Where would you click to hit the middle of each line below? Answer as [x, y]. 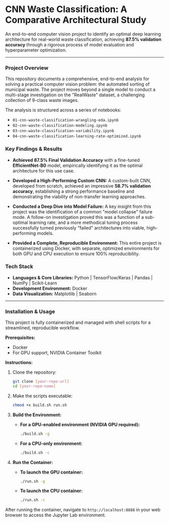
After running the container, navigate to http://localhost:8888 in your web [83, 510]
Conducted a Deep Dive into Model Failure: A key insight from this [82, 206]
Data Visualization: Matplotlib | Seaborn [54, 294]
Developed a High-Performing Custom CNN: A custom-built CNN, [82, 181]
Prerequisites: [20, 338]
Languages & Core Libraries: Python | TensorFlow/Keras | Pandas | [82, 277]
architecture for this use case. [44, 170]
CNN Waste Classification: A [66, 9]
